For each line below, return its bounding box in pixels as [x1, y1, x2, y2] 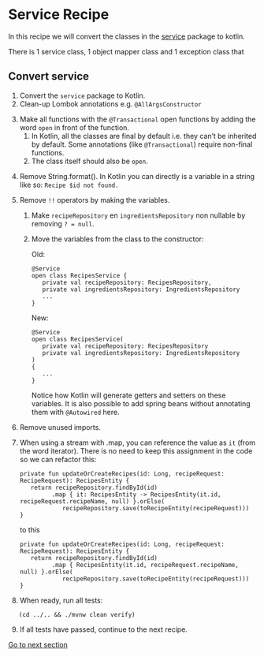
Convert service [8, 69, 89, 84]
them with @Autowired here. [31, 407, 120, 416]
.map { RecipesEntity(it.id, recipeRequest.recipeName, [51, 561, 239, 569]
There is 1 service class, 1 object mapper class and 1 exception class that [8, 47, 244, 56]
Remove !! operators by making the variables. [19, 195, 170, 204]
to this [19, 524, 41, 534]
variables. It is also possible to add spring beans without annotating [31, 398, 251, 408]
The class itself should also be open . [31, 156, 148, 166]
